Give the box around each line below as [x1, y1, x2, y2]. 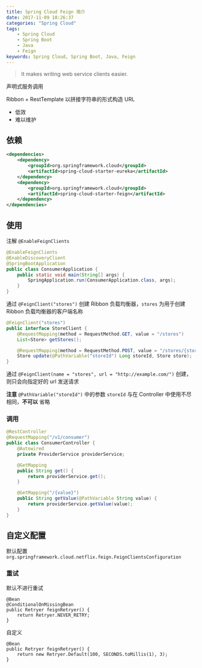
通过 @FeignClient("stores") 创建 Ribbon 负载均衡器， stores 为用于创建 [6, 300, 186, 307]
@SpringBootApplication [6, 260, 66, 266]
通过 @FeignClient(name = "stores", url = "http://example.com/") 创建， [6, 370, 192, 377]
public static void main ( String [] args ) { [17, 272, 125, 278]
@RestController [6, 429, 47, 435]
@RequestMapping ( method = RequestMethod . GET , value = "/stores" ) [17, 331, 185, 337]
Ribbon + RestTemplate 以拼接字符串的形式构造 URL [6, 95, 135, 102]
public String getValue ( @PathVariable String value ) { [17, 496, 158, 502]
